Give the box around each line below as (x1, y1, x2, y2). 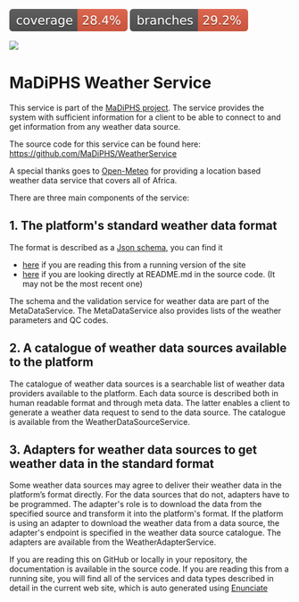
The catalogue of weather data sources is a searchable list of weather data (9, 378, 286, 389)
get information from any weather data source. (9, 121, 181, 131)
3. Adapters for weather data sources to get (9, 442, 257, 457)
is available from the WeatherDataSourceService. (9, 416, 190, 427)
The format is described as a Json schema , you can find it (9, 242, 223, 252)
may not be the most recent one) (21, 278, 143, 289)
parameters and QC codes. (9, 314, 109, 326)
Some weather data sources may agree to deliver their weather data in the (9, 479, 283, 491)
